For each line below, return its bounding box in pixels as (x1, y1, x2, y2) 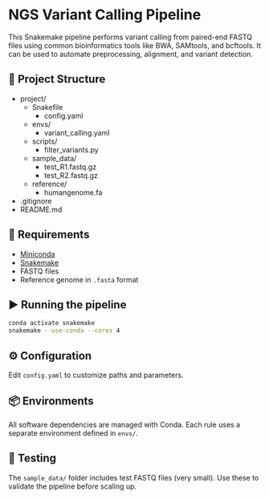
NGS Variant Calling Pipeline (8, 6, 202, 24)
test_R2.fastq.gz (43, 170, 98, 180)
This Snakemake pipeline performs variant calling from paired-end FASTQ (8, 32, 253, 42)
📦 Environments (8, 395, 94, 408)
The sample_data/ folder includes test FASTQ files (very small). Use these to (8, 473, 259, 482)
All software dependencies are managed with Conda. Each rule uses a (8, 420, 241, 429)
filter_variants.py (43, 144, 99, 154)
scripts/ (31, 136, 58, 146)
